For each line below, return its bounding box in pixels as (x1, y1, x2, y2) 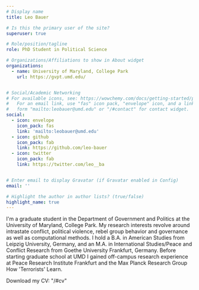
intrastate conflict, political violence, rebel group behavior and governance (6, 228, 188, 235)
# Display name (6, 8, 44, 15)
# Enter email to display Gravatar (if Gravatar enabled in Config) (6, 177, 179, 183)
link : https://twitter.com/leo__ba (17, 161, 105, 167)
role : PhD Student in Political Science (6, 47, 108, 53)
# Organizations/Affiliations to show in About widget (6, 58, 145, 63)
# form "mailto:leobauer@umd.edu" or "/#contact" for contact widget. (6, 106, 190, 113)
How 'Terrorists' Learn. (6, 266, 63, 273)
